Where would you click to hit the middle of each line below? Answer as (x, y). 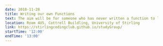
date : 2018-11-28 (23, 9)
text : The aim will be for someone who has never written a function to (80, 18)
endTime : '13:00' (23, 36)
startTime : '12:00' (25, 32)
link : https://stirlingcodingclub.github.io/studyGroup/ (64, 27)
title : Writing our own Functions (40, 14)
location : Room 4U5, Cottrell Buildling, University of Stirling (72, 23)
